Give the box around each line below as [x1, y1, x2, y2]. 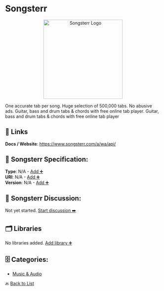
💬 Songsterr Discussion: [5, 194, 82, 202]
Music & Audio [12, 271, 42, 277]
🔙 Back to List [5, 281, 35, 286]
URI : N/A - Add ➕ [5, 174, 40, 180]
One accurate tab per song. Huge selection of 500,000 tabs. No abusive [5, 102, 152, 109]
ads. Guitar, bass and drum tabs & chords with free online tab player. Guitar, [5, 108, 159, 114]
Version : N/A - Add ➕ [5, 179, 49, 186]
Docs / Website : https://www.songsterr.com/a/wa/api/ [5, 141, 116, 146]
